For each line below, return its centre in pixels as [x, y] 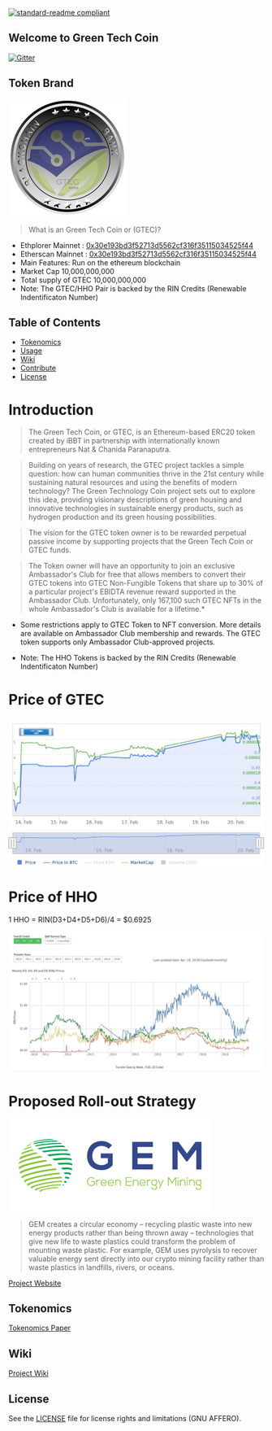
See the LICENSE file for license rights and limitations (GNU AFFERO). [125, 1419]
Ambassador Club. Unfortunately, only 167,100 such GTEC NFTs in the [145, 600]
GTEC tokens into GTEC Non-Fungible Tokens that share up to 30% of [146, 583]
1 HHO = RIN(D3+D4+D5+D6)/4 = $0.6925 [80, 920]
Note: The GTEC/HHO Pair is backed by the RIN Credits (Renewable [133, 288]
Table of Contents [55, 323]
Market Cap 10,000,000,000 [67, 271]
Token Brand [41, 83]
